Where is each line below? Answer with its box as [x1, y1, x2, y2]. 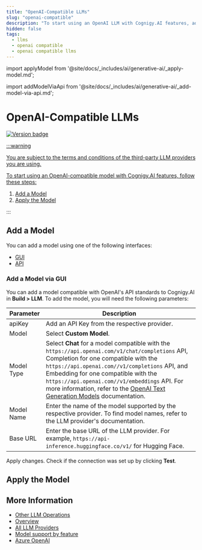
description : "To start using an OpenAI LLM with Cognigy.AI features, [6, 20, 189, 26]
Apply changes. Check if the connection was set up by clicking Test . [6, 457, 176, 464]
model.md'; [6, 71, 35, 78]
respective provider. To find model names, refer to [46, 409, 188, 417]
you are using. [6, 160, 42, 167]
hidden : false [6, 25, 42, 32]
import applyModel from [6, 65, 67, 72]
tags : [6, 31, 20, 37]
